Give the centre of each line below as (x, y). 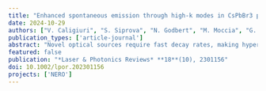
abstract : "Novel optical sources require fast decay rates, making (123, 45)
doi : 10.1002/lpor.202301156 (56, 67)
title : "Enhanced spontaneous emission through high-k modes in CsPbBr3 (131, 15)
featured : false (35, 52)
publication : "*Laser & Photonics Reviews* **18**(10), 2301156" (118, 60)
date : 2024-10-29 (37, 23)
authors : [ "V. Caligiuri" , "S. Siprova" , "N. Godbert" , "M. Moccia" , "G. (133, 30)
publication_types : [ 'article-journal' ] (76, 38)
